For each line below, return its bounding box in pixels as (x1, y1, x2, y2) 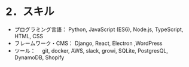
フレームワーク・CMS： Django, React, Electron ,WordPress (14, 39, 163, 47)
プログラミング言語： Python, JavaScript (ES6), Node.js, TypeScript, (14, 26, 184, 33)
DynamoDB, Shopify (14, 54, 65, 61)
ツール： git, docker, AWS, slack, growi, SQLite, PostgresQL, (14, 47, 169, 54)
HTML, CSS (14, 32, 43, 39)
